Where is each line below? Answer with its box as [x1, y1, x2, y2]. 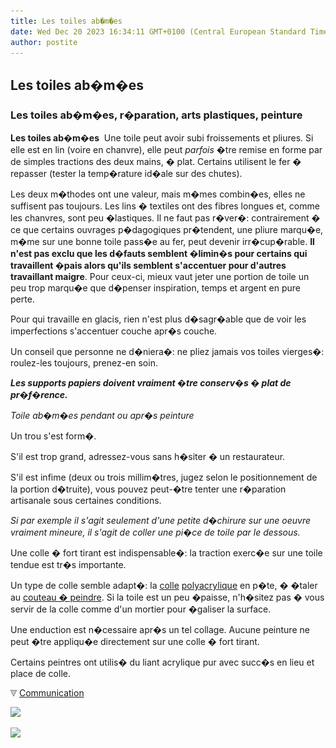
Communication [18, 687, 85, 699]
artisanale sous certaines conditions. [10, 495, 162, 507]
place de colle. [10, 668, 71, 680]
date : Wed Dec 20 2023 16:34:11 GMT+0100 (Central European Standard [10, 26, 307, 37]
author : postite [10, 37, 78, 47]
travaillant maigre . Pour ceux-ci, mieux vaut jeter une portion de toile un [10, 271, 310, 283]
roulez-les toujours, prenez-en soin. [10, 357, 158, 369]
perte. [10, 293, 35, 305]
